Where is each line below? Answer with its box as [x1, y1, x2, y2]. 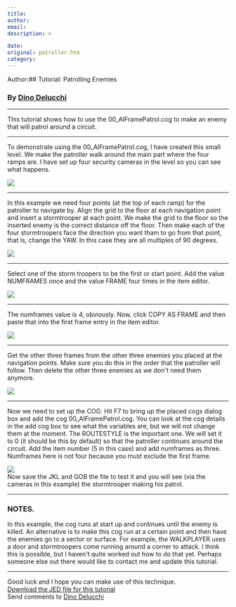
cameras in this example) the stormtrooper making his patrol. [7, 480, 184, 489]
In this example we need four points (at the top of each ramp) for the [7, 198, 206, 207]
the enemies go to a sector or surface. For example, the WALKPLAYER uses [7, 535, 226, 544]
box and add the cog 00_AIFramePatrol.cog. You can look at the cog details [7, 414, 225, 423]
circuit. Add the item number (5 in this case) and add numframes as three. [7, 445, 221, 453]
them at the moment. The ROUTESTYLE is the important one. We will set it [7, 430, 223, 438]
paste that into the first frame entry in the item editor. [7, 318, 161, 326]
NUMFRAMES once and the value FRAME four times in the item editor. [7, 277, 210, 286]
